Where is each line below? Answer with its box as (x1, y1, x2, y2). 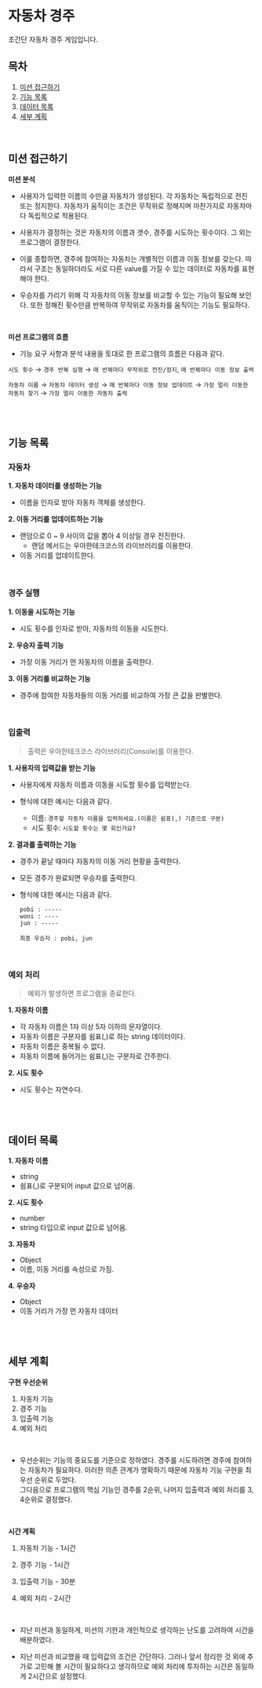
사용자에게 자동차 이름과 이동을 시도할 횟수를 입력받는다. (19, 779, 192, 789)
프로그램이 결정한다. (19, 237, 81, 247)
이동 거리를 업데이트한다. (19, 551, 96, 560)
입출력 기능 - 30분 (19, 1576, 76, 1586)
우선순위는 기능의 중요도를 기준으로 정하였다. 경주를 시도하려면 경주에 (19, 1455, 231, 1465)
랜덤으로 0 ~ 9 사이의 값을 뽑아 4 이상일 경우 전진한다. (19, 531, 186, 540)
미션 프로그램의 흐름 (8, 331, 69, 342)
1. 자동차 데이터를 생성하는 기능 (8, 481, 102, 491)
